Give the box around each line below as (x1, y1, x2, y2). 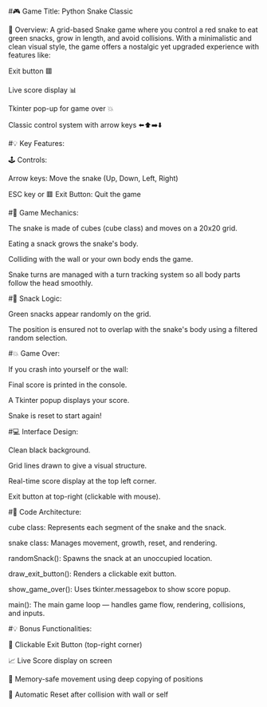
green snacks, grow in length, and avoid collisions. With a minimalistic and (8, 34, 253, 42)
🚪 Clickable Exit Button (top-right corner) (8, 640, 143, 649)
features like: (8, 50, 51, 60)
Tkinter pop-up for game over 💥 (8, 104, 114, 113)
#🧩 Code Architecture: (8, 508, 82, 516)
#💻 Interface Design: (8, 427, 79, 436)
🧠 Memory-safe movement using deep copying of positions (8, 674, 203, 684)
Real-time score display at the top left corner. (8, 476, 157, 485)
